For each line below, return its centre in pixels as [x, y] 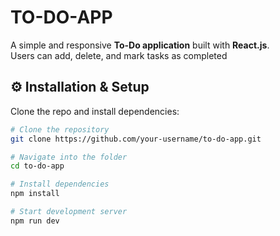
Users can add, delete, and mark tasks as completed [119, 55]
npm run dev [35, 221]
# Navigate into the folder [69, 157]
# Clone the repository [60, 129]
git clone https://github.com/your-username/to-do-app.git [136, 139]
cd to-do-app [37, 166]
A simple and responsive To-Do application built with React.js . [140, 45]
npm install [35, 194]
